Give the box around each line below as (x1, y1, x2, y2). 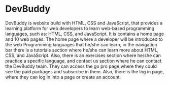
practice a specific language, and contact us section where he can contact (5, 58, 161, 64)
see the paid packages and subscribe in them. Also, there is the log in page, (5, 68, 164, 74)
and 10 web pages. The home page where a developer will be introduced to (5, 36, 163, 42)
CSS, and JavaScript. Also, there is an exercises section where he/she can (5, 52, 161, 59)
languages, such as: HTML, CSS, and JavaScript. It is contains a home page (5, 31, 164, 37)
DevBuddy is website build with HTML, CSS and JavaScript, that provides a (5, 20, 163, 26)
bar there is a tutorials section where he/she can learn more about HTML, (5, 47, 159, 53)
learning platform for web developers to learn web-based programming (5, 25, 155, 31)
